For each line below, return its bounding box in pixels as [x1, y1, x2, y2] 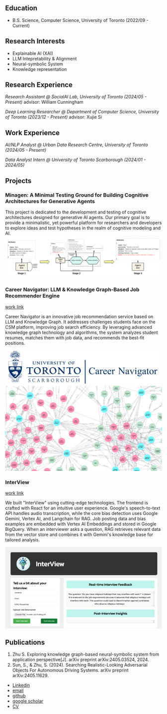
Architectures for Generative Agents [5, 198, 95, 205]
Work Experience [5, 128, 60, 137]
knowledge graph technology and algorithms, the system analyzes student [5, 329, 158, 335]
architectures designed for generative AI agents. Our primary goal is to [5, 214, 150, 220]
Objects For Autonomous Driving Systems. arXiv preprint [12, 667, 129, 673]
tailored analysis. [5, 537, 40, 543]
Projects [5, 177, 32, 185]
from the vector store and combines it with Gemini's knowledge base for [5, 531, 153, 538]
